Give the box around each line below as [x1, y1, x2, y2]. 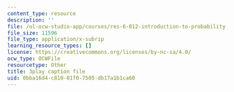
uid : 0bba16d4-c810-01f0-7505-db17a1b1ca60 [7, 74, 136, 82]
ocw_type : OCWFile [7, 55, 61, 62]
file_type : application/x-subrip [7, 36, 104, 43]
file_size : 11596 [7, 29, 58, 37]
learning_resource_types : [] [7, 42, 92, 49]
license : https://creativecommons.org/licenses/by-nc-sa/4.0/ [7, 49, 192, 56]
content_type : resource [7, 10, 77, 17]
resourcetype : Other [7, 62, 68, 68]
